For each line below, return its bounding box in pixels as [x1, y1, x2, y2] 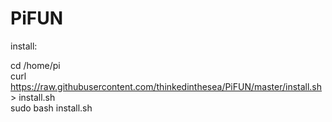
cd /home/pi [10, 59, 61, 71]
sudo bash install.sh [10, 102, 93, 114]
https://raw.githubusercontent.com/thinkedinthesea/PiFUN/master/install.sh [10, 80, 323, 92]
